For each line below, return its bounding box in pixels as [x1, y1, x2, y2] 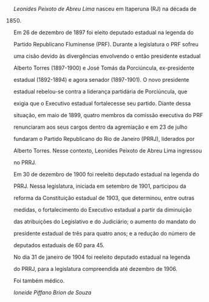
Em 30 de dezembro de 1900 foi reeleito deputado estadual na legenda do [13, 171, 200, 178]
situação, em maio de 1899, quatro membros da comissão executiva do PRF [13, 112, 204, 118]
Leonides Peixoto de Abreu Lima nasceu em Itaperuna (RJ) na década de [13, 5, 197, 12]
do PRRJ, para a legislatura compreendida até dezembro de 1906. [13, 265, 178, 272]
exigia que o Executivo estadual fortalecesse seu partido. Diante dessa [13, 100, 191, 107]
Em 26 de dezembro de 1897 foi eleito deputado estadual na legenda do [13, 29, 194, 36]
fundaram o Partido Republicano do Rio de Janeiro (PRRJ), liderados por [13, 135, 195, 142]
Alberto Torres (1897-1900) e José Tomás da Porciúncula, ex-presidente [13, 64, 194, 71]
